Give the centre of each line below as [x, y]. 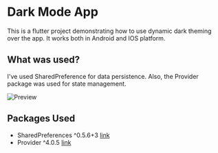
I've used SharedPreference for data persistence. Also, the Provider [103, 76]
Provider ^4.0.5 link [44, 142]
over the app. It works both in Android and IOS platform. [86, 38]
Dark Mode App [53, 12]
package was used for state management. [67, 84]
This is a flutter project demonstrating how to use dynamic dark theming [109, 31]
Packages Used [41, 118]
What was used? [44, 60]
